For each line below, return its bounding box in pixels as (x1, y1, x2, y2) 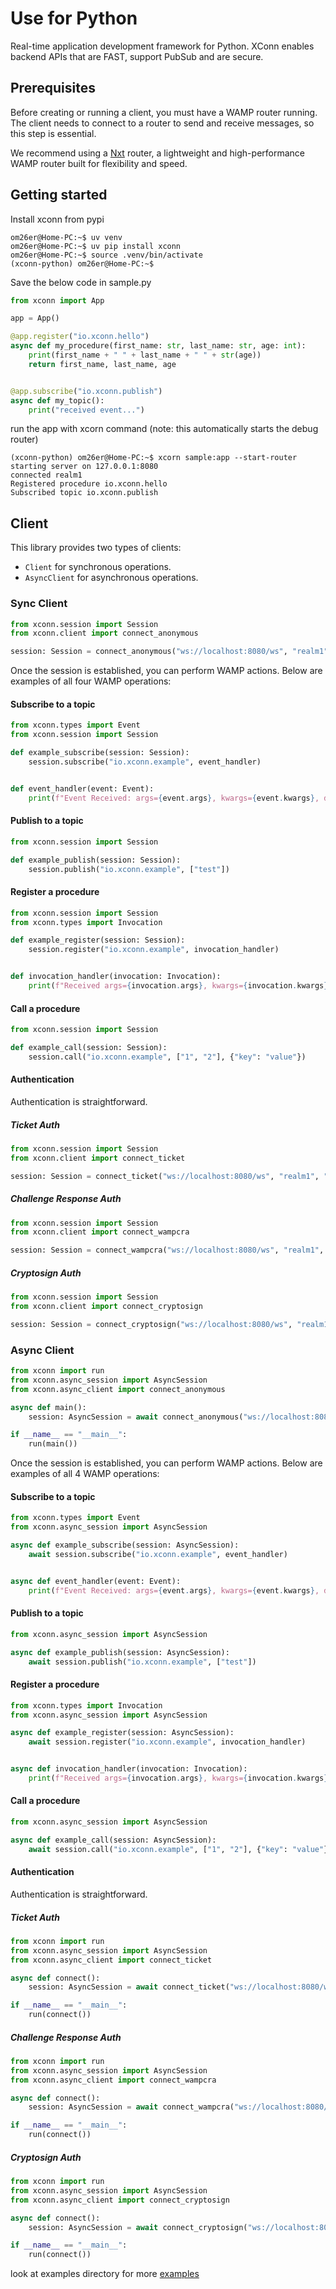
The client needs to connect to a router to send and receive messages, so (10, 117, 315, 129)
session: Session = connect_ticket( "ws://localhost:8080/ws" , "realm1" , (10, 1171, 320, 1181)
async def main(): (10, 1402, 87, 1412)
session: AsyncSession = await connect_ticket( (28, 1982, 230, 1992)
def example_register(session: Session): (10, 935, 186, 946)
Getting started (10, 187, 108, 204)
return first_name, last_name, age (28, 359, 177, 369)
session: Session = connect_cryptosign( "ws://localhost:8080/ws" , (10, 1319, 293, 1329)
